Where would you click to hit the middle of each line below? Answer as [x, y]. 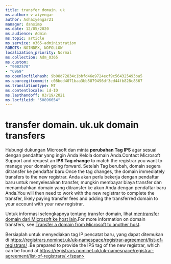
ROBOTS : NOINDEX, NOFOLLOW [34, 48]
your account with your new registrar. [45, 204]
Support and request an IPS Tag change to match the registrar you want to [84, 161]
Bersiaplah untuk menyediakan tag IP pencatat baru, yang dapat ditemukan [84, 234]
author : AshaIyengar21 [29, 19]
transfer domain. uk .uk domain [72, 125]
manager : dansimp [24, 24]
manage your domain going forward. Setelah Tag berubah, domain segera [83, 166]
